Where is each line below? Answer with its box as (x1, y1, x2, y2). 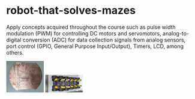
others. (6, 49, 24, 56)
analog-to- (163, 29, 190, 37)
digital (6, 36, 22, 43)
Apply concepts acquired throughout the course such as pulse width (6, 23, 176, 31)
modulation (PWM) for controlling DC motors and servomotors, (6, 29, 162, 37)
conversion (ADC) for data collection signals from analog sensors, (22, 36, 186, 43)
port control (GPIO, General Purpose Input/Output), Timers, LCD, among (6, 43, 184, 50)
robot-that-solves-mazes (6, 4, 136, 17)
